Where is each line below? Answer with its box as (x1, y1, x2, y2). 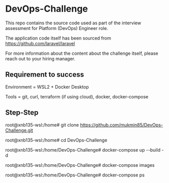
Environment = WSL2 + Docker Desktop (5, 84, 89, 90)
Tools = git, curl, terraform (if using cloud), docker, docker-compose (5, 93, 149, 99)
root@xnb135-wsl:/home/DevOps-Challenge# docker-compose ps (5, 172, 145, 178)
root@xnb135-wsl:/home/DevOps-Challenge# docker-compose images (5, 162, 155, 168)
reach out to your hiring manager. (5, 55, 75, 61)
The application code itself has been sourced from (5, 35, 111, 41)
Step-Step (5, 108, 39, 117)
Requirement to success (5, 70, 84, 79)
